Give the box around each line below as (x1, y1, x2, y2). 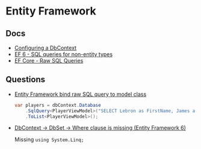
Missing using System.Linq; (14, 136, 84, 143)
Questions (5, 74, 46, 85)
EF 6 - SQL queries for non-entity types (14, 51, 113, 58)
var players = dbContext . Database (14, 102, 101, 108)
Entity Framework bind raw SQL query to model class (14, 90, 147, 98)
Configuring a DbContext (14, 44, 76, 51)
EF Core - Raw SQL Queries (14, 57, 84, 64)
